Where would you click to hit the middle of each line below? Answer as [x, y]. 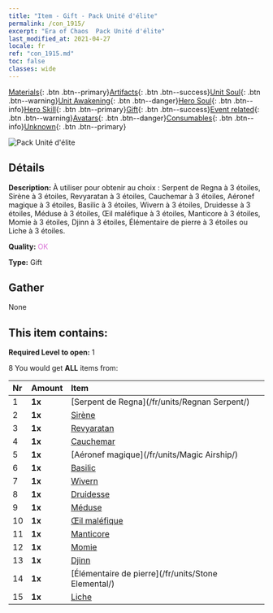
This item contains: [58, 333]
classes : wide [32, 69]
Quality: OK [28, 246]
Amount [47, 389]
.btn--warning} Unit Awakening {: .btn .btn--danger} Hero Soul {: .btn [120, 100]
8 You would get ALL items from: [63, 368]
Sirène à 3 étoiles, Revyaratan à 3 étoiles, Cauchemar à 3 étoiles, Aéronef [132, 196]
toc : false [27, 62]
